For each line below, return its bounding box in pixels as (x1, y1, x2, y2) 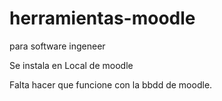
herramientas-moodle (9, 7, 196, 30)
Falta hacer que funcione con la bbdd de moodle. (9, 78, 213, 91)
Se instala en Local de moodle (9, 59, 134, 71)
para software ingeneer (9, 40, 106, 52)
